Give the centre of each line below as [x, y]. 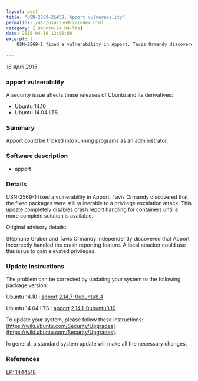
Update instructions [35, 266]
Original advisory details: [36, 227]
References [23, 359]
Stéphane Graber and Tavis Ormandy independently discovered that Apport [98, 238]
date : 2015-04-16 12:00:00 [39, 34]
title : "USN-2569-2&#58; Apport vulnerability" [66, 17]
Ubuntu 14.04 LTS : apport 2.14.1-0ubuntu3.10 [61, 308]
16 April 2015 [22, 67]
